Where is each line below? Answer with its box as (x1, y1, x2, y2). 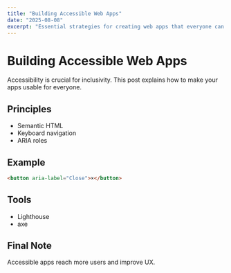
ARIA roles (17, 136, 48, 145)
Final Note (7, 240, 52, 252)
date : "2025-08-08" (7, 17, 64, 24)
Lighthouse (17, 212, 50, 220)
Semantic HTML (17, 122, 64, 130)
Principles (7, 103, 52, 115)
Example (7, 157, 46, 168)
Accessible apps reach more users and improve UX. (7, 258, 156, 267)
